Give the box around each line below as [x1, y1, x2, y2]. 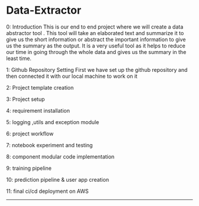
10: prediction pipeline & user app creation [6, 176, 110, 183]
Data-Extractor [6, 4, 82, 17]
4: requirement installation [6, 107, 70, 114]
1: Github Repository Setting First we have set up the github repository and [6, 66, 188, 73]
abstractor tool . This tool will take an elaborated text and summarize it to [6, 29, 184, 36]
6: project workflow [6, 130, 54, 137]
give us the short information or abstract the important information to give [6, 36, 186, 43]
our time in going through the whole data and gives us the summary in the [6, 48, 187, 55]
